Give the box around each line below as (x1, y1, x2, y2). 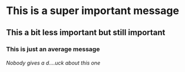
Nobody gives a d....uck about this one (6, 60, 101, 67)
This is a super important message (6, 4, 180, 18)
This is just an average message (6, 45, 100, 53)
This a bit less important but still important (6, 28, 166, 37)
